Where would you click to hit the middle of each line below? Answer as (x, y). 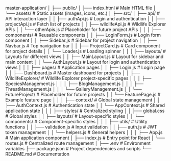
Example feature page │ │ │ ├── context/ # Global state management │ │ (83, 100)
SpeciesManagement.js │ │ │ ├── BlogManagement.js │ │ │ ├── (75, 84)
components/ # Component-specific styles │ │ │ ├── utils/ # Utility (76, 122)
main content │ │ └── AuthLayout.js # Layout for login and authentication (83, 62)
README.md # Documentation (38, 154)
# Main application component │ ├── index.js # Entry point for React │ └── (85, 138)
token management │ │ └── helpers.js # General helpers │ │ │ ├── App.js (84, 132)
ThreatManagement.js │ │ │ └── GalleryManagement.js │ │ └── (74, 89)
